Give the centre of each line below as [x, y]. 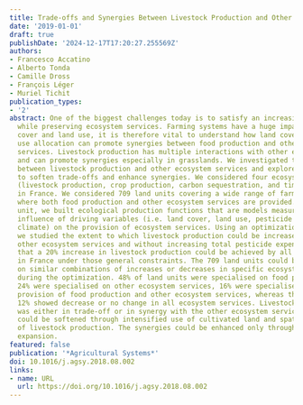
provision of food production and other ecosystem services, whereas [151, 294]
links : [22, 370]
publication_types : [46, 101]
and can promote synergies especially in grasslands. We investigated [153, 160]
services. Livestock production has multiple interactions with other [153, 152]
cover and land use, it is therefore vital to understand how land [147, 135]
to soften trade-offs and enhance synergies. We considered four [143, 177]
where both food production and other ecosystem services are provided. [157, 202]
